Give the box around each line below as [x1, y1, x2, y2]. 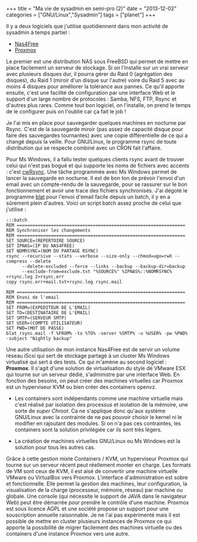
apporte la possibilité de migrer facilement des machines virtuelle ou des [6, 524, 182, 531]
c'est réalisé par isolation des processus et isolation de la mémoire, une [14, 401, 188, 408]
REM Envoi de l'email [6, 294, 59, 300]
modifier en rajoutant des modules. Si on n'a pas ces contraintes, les [14, 420, 181, 427]
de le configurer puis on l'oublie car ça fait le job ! [6, 108, 126, 115]
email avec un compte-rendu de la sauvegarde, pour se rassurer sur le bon [6, 181, 188, 188]
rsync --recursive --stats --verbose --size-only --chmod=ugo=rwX [6, 253, 172, 259]
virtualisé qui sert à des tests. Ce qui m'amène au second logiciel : [6, 358, 167, 365]
